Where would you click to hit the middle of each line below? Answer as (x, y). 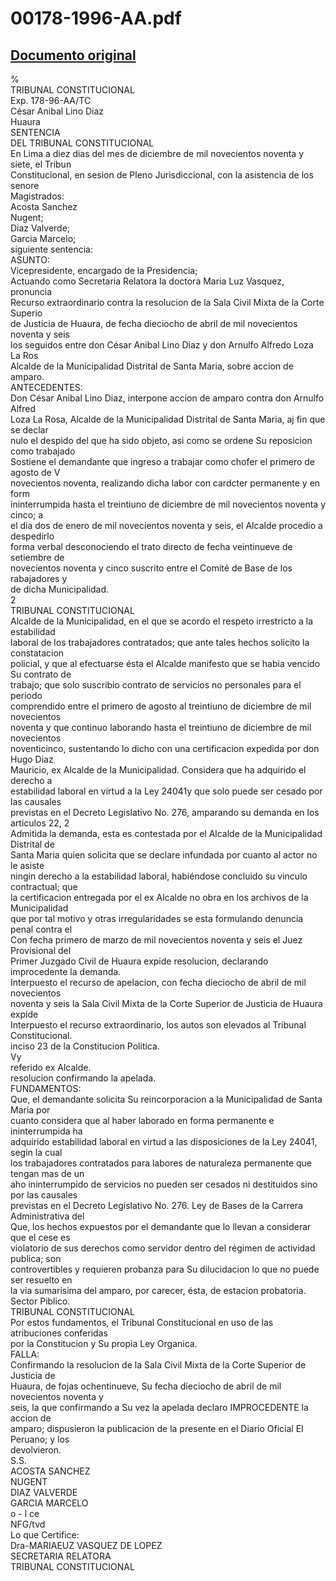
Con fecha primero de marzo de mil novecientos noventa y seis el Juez (156, 940)
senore (25, 185)
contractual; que (44, 886)
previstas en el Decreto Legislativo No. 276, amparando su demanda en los (165, 812)
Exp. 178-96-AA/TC (51, 100)
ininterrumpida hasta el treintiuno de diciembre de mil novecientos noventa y (168, 504)
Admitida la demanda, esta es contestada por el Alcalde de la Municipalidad (166, 833)
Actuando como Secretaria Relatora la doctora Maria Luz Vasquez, (147, 281)
